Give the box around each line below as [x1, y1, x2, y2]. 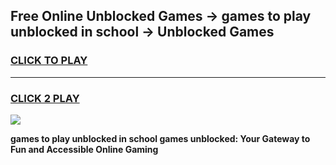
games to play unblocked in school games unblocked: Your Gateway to [10, 132, 311, 144]
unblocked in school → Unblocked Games [10, 24, 275, 41]
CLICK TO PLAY [10, 54, 88, 68]
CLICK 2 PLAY [10, 91, 80, 105]
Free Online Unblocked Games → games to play [10, 8, 312, 25]
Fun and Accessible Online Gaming [10, 143, 159, 155]
